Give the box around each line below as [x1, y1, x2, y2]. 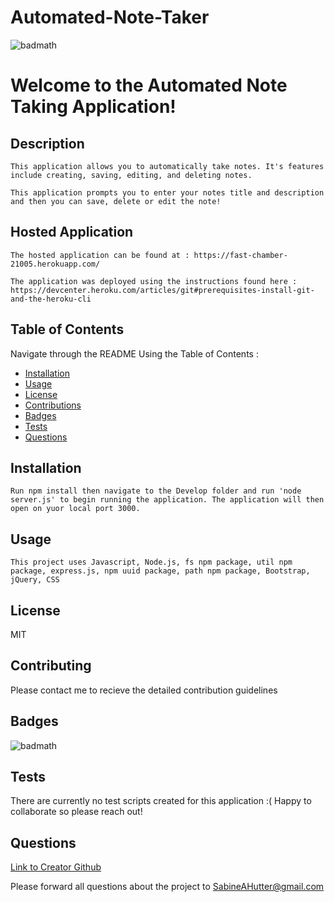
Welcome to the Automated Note [10, 74, 288, 97]
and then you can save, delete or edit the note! [10, 196, 222, 206]
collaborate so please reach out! [10, 806, 143, 818]
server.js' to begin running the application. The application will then [10, 495, 325, 505]
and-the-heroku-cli [10, 294, 92, 304]
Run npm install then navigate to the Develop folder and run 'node [10, 486, 302, 496]
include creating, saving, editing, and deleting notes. [10, 170, 253, 180]
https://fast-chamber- [193, 250, 288, 260]
